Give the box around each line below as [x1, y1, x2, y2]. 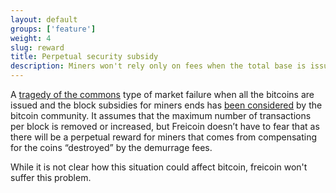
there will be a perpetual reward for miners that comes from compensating [10, 131, 318, 143]
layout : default [10, 14, 78, 25]
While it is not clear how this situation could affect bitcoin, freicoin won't [10, 161, 308, 173]
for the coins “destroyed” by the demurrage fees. [10, 142, 213, 153]
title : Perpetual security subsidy [10, 52, 159, 62]
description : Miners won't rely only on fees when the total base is [10, 61, 307, 71]
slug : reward [10, 42, 65, 53]
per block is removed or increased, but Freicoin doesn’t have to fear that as [10, 121, 320, 132]
